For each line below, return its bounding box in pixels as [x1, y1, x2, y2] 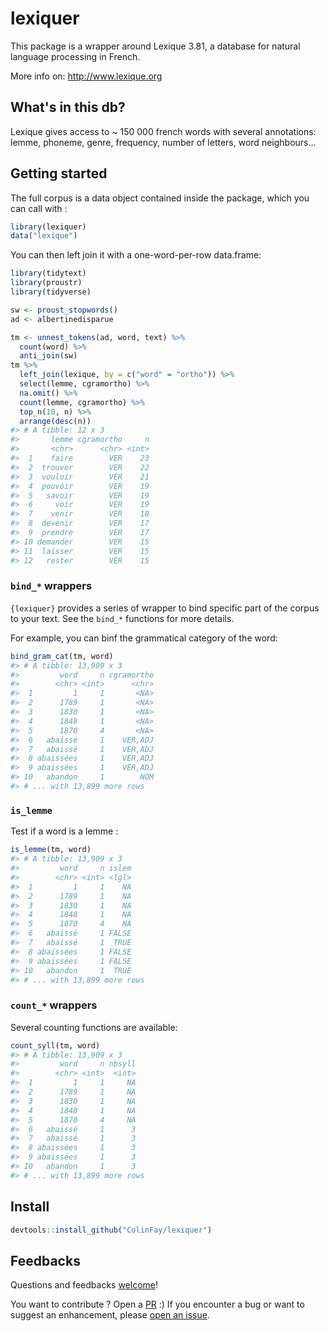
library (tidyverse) [10, 287, 92, 297]
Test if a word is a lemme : [10, 825, 119, 837]
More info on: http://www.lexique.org [10, 70, 163, 82]
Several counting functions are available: [10, 1021, 178, 1033]
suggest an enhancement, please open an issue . [10, 1309, 210, 1321]
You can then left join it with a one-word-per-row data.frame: [10, 249, 262, 261]
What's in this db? [10, 99, 126, 116]
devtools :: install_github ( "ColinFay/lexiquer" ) [10, 1225, 213, 1235]
